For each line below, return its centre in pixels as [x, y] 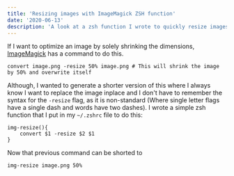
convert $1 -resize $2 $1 [57, 134]
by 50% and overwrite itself [49, 73]
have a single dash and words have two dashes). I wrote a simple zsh [107, 108]
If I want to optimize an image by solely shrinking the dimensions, [101, 47]
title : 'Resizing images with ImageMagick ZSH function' [92, 14]
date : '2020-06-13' [36, 20]
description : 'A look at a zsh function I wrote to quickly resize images [118, 26]
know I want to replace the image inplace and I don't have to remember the [115, 93]
